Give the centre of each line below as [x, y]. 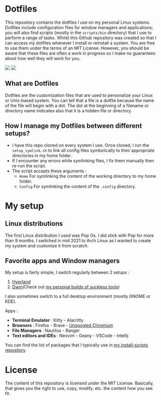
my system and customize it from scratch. [47, 246]
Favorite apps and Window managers [62, 261]
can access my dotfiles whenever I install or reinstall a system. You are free [80, 43]
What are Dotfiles [32, 84]
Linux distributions [34, 224]
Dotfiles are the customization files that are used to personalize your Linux [79, 95]
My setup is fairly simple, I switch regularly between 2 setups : [67, 273]
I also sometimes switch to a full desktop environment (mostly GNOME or [78, 296]
